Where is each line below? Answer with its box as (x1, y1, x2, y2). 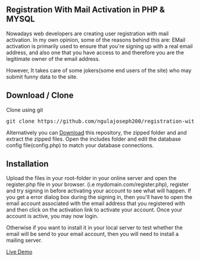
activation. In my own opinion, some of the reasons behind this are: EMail (6, 36, 186, 44)
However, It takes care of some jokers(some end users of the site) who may (6, 67, 192, 74)
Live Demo (6, 248, 33, 256)
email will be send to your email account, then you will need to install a (6, 231, 179, 238)
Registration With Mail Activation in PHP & (6, 5, 165, 15)
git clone (6, 117, 35, 125)
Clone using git (6, 106, 43, 113)
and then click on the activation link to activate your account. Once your (6, 206, 183, 213)
